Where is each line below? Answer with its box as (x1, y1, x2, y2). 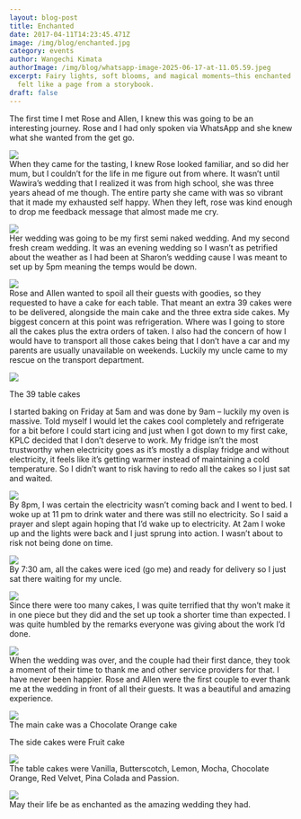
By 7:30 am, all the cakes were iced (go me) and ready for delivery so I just (9, 563, 287, 575)
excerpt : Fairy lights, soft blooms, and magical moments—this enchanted (9, 72, 292, 81)
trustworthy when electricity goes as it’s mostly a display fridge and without (9, 444, 289, 454)
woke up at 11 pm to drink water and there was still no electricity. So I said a (9, 508, 289, 519)
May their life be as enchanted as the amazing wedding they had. (9, 798, 252, 809)
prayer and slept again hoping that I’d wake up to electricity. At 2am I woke (9, 518, 286, 529)
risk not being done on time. (9, 537, 114, 548)
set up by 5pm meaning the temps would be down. (9, 261, 198, 272)
